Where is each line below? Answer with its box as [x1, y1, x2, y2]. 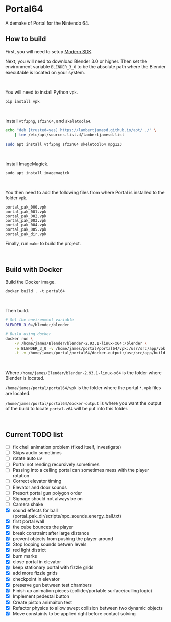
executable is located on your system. [5, 69, 85, 75]
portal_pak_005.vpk [5, 227, 47, 233]
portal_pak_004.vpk [5, 223, 47, 228]
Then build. [5, 308, 29, 314]
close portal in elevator [12, 559, 61, 565]
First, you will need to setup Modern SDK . [5, 48, 93, 54]
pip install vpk [5, 99, 40, 104]
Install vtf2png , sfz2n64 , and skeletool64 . [5, 118, 92, 124]
